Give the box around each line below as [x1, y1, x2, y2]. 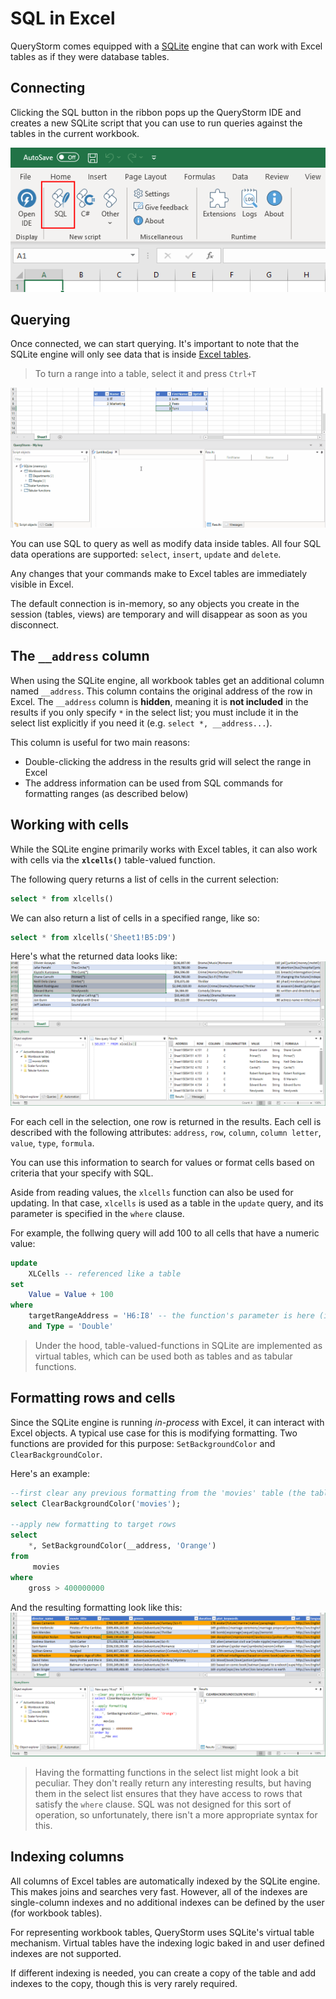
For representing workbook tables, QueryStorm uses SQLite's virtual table [10, 1926, 315, 1938]
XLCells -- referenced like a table [28, 1268, 182, 1279]
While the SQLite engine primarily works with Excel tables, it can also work [10, 843, 318, 855]
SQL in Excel [10, 7, 116, 30]
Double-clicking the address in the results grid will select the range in [24, 755, 312, 767]
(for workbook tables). [10, 1907, 103, 1919]
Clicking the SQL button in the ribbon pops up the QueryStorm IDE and [10, 106, 302, 118]
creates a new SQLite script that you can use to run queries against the [10, 117, 303, 129]
